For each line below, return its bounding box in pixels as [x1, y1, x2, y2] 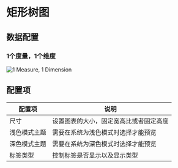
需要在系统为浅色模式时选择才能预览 [52, 128, 157, 136]
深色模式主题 [9, 139, 47, 148]
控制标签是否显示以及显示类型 [52, 151, 139, 159]
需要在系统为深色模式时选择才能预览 [52, 139, 157, 148]
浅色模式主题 [9, 128, 47, 136]
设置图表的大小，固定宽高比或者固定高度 [52, 117, 169, 125]
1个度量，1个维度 [6, 51, 56, 60]
